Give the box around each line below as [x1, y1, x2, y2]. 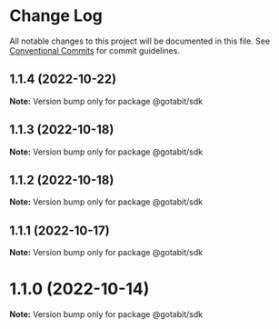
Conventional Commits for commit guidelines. [9, 45, 180, 55]
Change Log [9, 5, 103, 26]
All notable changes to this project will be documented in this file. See [9, 35, 271, 46]
